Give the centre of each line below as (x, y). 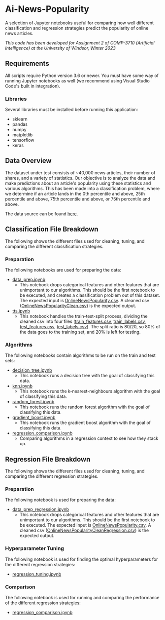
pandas (20, 124)
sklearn (20, 119)
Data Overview (28, 161)
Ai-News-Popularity (47, 9)
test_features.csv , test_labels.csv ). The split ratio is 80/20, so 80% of (90, 326)
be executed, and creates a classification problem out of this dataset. (90, 295)
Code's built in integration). (33, 86)
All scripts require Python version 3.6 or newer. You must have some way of (82, 76)
